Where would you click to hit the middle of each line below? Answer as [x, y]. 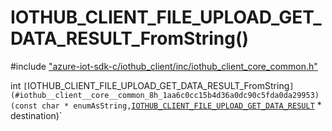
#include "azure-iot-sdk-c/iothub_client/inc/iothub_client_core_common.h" [164, 66]
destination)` [36, 115]
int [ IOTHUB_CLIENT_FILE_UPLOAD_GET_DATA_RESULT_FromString [150, 85]
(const [24, 106]
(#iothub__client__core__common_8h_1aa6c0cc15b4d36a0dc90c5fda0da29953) [165, 95]
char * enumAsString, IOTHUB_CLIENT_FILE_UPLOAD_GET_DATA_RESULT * [181, 105]
